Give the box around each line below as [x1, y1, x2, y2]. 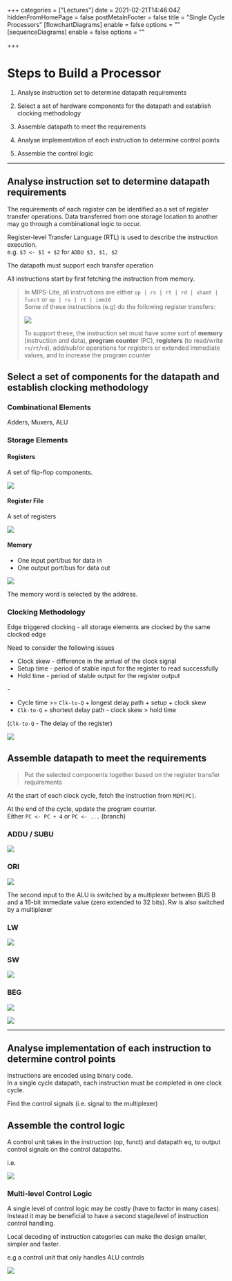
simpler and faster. [7, 1240, 61, 1249]
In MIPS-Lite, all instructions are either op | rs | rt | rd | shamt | [23, 288, 219, 296]
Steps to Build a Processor [7, 66, 162, 82]
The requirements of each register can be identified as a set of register [7, 205, 209, 213]
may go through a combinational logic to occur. [7, 219, 142, 227]
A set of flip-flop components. [7, 468, 93, 476]
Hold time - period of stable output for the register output [17, 672, 181, 680]
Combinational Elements [7, 402, 91, 412]
